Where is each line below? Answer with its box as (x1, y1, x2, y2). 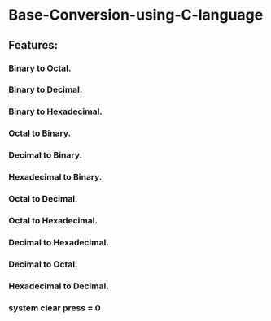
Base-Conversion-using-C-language (8, 6, 264, 24)
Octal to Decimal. (8, 193, 78, 205)
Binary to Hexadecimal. (8, 106, 103, 117)
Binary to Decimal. (8, 84, 83, 95)
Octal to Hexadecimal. (8, 215, 98, 226)
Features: (8, 38, 59, 52)
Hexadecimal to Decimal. (8, 280, 110, 292)
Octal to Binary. (8, 128, 72, 139)
